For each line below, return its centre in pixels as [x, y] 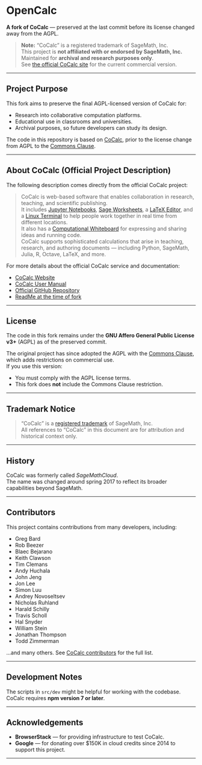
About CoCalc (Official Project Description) [89, 171]
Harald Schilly [32, 609]
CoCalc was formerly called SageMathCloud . [62, 475]
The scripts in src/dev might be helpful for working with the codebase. [93, 692]
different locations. [44, 222]
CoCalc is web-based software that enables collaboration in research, [107, 197]
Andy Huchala [32, 570]
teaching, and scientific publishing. [64, 203]
